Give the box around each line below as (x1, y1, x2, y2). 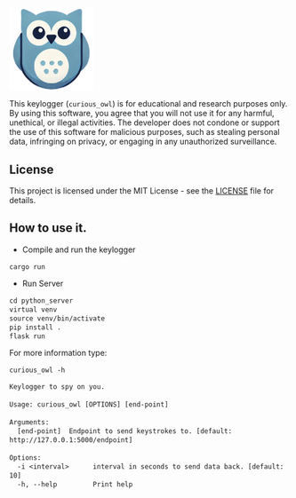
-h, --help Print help (17, 479, 133, 489)
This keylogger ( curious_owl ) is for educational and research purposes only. (9, 99, 288, 109)
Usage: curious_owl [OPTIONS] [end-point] (9, 399, 169, 409)
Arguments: (9, 417, 50, 427)
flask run (9, 331, 46, 341)
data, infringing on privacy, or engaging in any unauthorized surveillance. (9, 136, 277, 147)
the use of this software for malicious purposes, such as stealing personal (9, 127, 280, 138)
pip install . (9, 322, 62, 332)
